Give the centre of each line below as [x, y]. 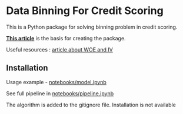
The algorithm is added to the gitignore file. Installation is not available [91, 105]
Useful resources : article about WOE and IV [59, 49]
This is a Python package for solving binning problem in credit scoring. [92, 27]
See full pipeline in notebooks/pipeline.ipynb [60, 93]
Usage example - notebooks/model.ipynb [56, 82]
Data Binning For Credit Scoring [85, 11]
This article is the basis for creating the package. [66, 38]
